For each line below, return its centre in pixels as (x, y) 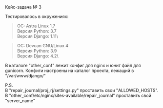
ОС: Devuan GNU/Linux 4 (43, 45)
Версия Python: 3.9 (37, 51)
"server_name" (20, 101)
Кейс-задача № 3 (23, 7)
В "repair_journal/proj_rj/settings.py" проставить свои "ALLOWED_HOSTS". (82, 90)
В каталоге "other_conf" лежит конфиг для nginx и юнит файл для (73, 65)
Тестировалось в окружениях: (37, 16)
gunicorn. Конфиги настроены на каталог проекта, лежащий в (70, 71)
